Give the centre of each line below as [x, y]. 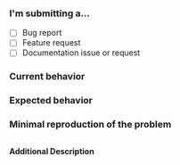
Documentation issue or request [81, 53]
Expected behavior [51, 101]
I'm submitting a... [50, 13]
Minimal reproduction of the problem [90, 125]
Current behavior [47, 77]
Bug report [42, 33]
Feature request [51, 43]
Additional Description [52, 151]
